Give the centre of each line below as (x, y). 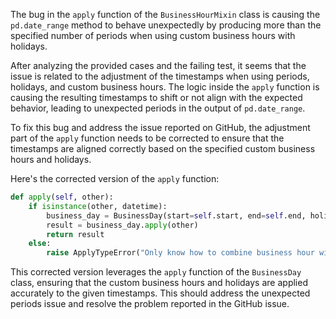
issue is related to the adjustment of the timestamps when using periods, (160, 76)
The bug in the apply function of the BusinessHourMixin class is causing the (165, 14)
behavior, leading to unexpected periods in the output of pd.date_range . (158, 108)
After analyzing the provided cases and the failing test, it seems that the (158, 65)
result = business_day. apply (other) (122, 225)
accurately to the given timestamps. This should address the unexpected (160, 293)
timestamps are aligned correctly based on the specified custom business (163, 148)
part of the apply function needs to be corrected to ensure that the (147, 138)
